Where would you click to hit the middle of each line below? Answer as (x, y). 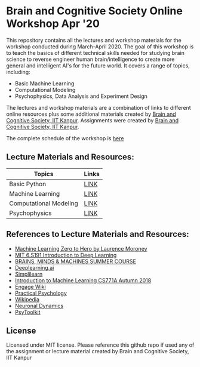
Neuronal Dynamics (39, 306)
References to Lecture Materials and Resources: (98, 234)
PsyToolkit (27, 312)
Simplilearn (29, 274)
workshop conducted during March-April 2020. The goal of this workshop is (100, 47)
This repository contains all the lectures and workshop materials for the (94, 40)
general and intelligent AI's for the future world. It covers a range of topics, (98, 65)
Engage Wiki (30, 286)
